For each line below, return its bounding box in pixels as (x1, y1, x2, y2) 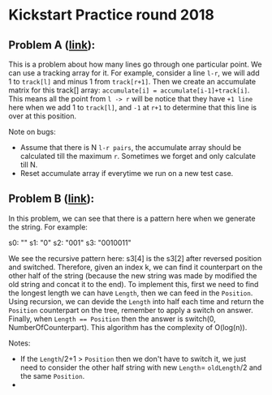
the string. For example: (8, 221, 88, 232)
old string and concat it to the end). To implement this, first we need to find (8, 279, 259, 289)
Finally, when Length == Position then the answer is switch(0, (8, 314, 217, 324)
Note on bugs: (8, 127, 56, 136)
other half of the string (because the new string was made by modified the (8, 270, 257, 281)
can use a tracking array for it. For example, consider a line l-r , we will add (8, 68, 260, 78)
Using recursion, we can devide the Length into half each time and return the (8, 296, 265, 306)
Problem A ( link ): (8, 38, 96, 52)
